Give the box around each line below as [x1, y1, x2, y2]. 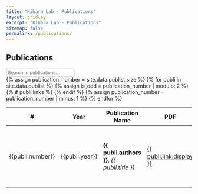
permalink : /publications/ [6, 31, 72, 37]
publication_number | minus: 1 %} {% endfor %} [6, 95, 123, 102]
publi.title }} [103, 163, 135, 172]
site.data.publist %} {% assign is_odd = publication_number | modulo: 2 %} [6, 82, 189, 89]
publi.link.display [147, 152, 193, 160]
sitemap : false [6, 25, 44, 31]
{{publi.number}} [9, 152, 55, 160]
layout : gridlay [6, 14, 46, 20]
